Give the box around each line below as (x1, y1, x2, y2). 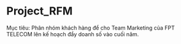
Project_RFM (6, 4, 73, 18)
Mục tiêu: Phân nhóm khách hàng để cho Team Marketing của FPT (6, 24, 175, 31)
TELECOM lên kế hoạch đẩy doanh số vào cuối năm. (6, 30, 139, 37)
